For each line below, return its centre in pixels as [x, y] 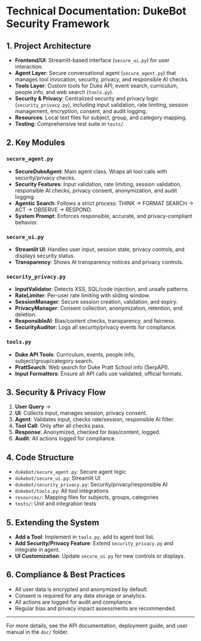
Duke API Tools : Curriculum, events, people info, [75, 354]
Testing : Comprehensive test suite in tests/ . [70, 124]
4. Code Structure [40, 457]
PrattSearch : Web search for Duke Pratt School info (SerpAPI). [92, 367]
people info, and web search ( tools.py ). [64, 92]
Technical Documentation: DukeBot [96, 11]
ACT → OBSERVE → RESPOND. [53, 209]
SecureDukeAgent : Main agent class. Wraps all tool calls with [91, 171]
